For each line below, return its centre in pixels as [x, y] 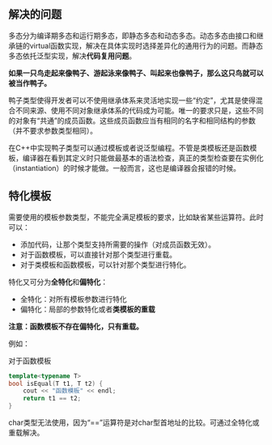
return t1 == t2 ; [52, 399]
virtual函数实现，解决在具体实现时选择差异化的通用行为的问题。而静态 [146, 45]
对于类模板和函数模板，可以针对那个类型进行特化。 [105, 265]
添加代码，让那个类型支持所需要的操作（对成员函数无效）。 [118, 244]
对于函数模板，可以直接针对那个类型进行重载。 [98, 254]
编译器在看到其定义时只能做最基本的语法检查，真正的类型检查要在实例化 [143, 158]
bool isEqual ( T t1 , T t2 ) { [56, 384]
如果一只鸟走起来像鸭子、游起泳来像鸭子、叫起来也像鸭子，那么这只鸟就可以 [136, 73]
